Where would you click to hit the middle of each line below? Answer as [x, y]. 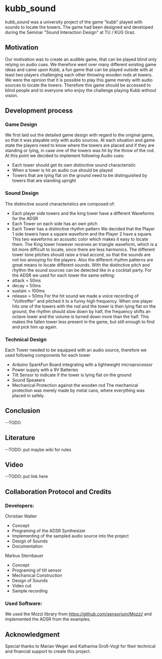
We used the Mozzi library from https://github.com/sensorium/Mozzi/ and [79, 614]
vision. [12, 95]
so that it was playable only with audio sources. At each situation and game [80, 140]
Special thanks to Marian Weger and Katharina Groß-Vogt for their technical [80, 646]
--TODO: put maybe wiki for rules [38, 450]
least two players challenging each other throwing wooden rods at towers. [79, 75]
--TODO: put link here [27, 476]
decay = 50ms [26, 285]
